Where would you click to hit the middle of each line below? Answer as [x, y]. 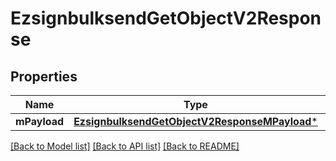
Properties [44, 76]
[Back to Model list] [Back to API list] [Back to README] [125, 146]
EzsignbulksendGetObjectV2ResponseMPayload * [195, 121]
